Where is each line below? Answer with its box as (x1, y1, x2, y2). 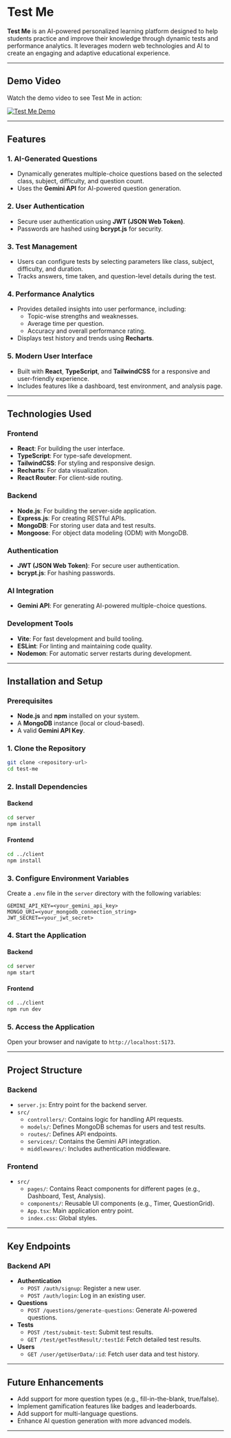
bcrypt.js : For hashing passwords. (16, 568, 115, 577)
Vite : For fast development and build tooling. (16, 635, 144, 643)
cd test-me (7, 766, 38, 772)
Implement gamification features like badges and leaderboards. (16, 1401, 197, 1410)
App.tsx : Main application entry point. (27, 1206, 134, 1215)
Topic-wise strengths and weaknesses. (27, 312, 139, 320)
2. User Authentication (7, 201, 85, 211)
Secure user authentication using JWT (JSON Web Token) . (16, 217, 186, 225)
